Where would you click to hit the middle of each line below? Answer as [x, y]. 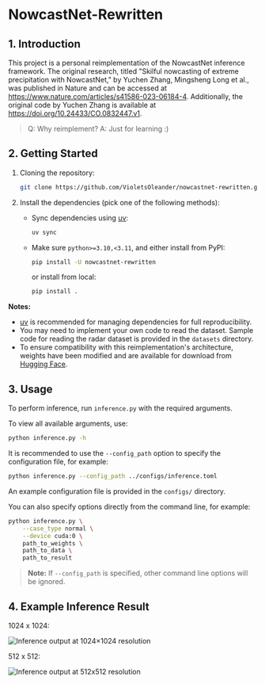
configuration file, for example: [59, 462]
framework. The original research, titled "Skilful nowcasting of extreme [123, 71]
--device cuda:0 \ [53, 536]
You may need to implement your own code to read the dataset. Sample [136, 331]
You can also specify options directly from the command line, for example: [129, 506]
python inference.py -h [47, 438]
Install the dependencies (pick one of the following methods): [119, 202]
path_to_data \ [47, 551]
